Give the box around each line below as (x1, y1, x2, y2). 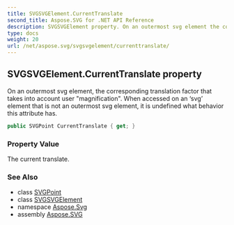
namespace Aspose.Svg (17, 203, 88, 211)
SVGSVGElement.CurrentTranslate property (7, 68, 202, 80)
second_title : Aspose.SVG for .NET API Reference (7, 17, 155, 24)
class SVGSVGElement (17, 196, 83, 204)
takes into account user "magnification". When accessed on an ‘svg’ (7, 94, 203, 102)
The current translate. (7, 155, 70, 163)
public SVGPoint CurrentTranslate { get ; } (7, 123, 136, 130)
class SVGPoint (17, 188, 61, 196)
